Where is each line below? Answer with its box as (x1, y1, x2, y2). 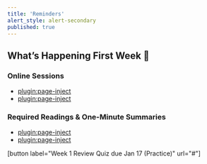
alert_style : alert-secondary (7, 17, 97, 24)
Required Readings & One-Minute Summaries (7, 112, 166, 122)
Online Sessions (7, 71, 65, 81)
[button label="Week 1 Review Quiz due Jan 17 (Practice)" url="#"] (7, 149, 201, 158)
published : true (7, 23, 55, 30)
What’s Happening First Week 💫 (7, 49, 150, 61)
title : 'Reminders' (7, 10, 65, 18)
